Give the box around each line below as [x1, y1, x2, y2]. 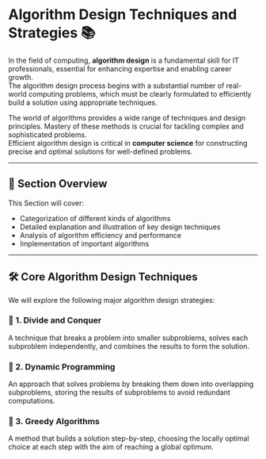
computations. [8, 396, 55, 406]
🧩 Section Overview [8, 177, 108, 191]
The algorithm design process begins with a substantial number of [8, 81, 225, 90]
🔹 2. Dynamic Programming [8, 361, 116, 372]
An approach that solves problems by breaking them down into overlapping [8, 379, 254, 389]
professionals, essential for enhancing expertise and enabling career [8, 63, 232, 73]
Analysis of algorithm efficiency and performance [19, 230, 182, 239]
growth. [8, 72, 34, 82]
